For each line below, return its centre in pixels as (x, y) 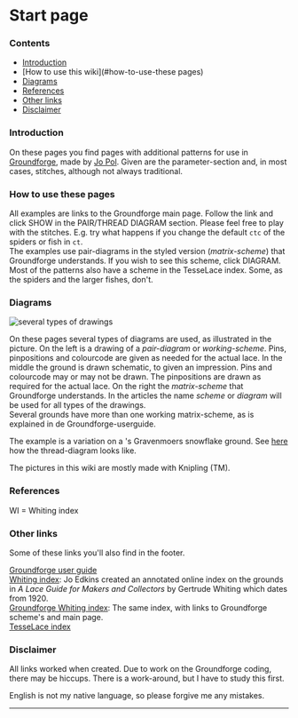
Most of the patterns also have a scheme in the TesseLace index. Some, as (146, 270)
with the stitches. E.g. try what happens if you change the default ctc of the (147, 233)
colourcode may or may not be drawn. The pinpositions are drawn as (135, 377)
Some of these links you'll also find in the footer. (97, 553)
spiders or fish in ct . (46, 242)
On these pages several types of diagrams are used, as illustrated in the (141, 339)
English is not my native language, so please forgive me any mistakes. (137, 696)
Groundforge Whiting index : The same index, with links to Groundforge (138, 607)
